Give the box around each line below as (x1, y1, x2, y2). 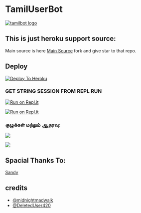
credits (5, 184, 28, 193)
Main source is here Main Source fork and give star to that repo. (5, 47, 137, 53)
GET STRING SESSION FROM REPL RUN (5, 88, 102, 95)
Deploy (5, 62, 28, 71)
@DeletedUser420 (12, 202, 51, 208)
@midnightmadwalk (12, 197, 53, 203)
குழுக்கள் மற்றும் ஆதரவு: (5, 121, 61, 128)
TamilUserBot (5, 3, 63, 15)
